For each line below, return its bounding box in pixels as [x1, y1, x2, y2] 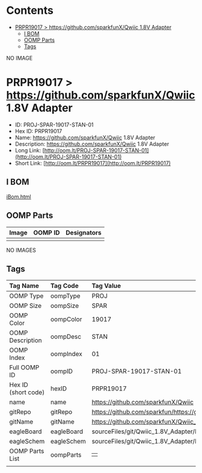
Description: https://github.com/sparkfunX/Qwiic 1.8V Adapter [14, 140, 170, 148]
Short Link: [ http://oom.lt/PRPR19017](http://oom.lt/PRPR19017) [14, 159, 171, 166]
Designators [66, 228, 102, 237]
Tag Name [9, 281, 39, 290]
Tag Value [91, 281, 121, 290]
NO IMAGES [6, 246, 36, 254]
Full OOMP [9, 363, 40, 372]
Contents [6, 4, 54, 17]
